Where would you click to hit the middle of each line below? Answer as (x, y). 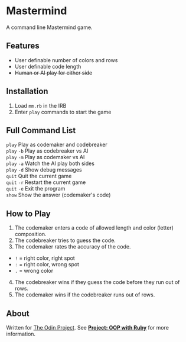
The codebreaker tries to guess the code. (65, 240)
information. (21, 334)
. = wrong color (34, 271)
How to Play (29, 213)
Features (23, 46)
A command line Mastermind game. (49, 27)
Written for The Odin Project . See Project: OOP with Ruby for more (88, 328)
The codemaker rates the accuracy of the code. (73, 247)
